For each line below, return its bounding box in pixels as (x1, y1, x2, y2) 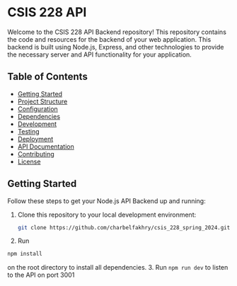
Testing (17, 127, 40, 135)
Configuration (17, 104, 58, 113)
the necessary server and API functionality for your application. (7, 50, 192, 59)
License (17, 157, 41, 166)
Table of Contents (7, 71, 88, 83)
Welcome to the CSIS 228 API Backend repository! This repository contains (7, 28, 226, 36)
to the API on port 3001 (7, 270, 75, 280)
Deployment (17, 135, 54, 143)
